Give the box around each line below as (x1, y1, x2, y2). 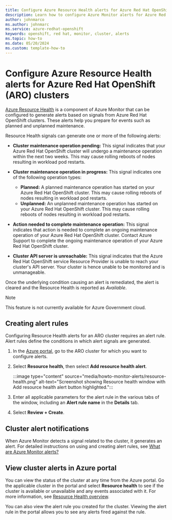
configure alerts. (12, 354, 48, 360)
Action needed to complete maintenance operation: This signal (12, 221, 149, 227)
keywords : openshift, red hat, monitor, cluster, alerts (5, 31, 130, 36)
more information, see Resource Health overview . (5, 493, 110, 500)
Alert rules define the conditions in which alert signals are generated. (5, 338, 151, 344)
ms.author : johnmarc (5, 21, 50, 27)
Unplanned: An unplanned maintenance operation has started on (20, 200, 158, 206)
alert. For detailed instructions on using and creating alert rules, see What (5, 443, 160, 449)
